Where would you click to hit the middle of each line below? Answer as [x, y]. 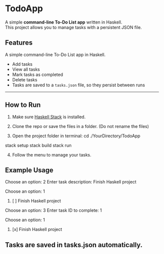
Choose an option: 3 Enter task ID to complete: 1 [53, 210]
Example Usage [29, 170]
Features [19, 43]
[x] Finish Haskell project [37, 229]
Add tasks [22, 64]
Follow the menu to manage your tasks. [52, 154]
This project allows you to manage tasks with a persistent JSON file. [73, 27]
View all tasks [26, 69]
